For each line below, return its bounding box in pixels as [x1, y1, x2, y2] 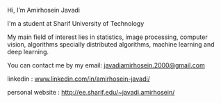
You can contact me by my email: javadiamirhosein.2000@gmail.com [7, 61, 205, 69]
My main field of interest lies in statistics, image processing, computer [7, 33, 208, 41]
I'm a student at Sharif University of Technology [7, 19, 145, 27]
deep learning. [7, 48, 49, 56]
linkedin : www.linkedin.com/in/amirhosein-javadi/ [7, 74, 151, 83]
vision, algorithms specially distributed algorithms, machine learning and [7, 40, 215, 48]
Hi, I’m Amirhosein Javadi [7, 6, 80, 14]
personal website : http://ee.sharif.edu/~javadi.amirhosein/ [7, 88, 175, 96]
